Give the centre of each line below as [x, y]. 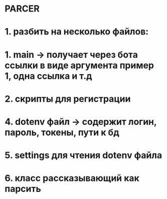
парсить [23, 189]
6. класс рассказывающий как [72, 178]
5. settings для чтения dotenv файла [83, 155]
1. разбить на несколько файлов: [76, 32]
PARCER [22, 9]
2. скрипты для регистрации [68, 99]
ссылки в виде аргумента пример [79, 65]
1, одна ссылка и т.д [48, 76]
